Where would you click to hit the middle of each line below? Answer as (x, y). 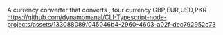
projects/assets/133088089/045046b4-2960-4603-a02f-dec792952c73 (111, 24)
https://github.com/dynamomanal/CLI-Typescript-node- (87, 17)
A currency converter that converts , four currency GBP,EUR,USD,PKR (107, 10)
